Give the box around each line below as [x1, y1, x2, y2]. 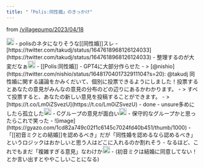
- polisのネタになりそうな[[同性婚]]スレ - [15, 40, 118, 47]
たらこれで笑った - [6, 117, 53, 125]
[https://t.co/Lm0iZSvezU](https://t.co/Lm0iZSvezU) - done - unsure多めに [6, 100, 195, 108]
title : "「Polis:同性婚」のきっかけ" [6, 9, 93, 15]
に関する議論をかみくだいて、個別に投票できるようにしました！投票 [16, 77, 188, 85]
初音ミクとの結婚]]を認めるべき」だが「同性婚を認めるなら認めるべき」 [15, 131, 197, 139]
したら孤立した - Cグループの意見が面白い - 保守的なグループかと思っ [6, 110, 197, 117]
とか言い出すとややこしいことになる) [6, 155, 100, 163]
